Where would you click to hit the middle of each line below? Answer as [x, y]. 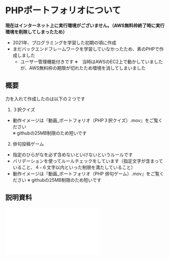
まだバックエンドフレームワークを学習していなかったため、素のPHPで [86, 49]
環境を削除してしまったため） [36, 31]
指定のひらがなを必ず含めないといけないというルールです [73, 154]
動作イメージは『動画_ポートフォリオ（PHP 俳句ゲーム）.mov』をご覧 [86, 174]
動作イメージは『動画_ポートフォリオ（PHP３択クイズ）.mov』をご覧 [86, 120]
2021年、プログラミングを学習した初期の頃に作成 [64, 42]
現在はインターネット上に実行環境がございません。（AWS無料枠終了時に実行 [85, 25]
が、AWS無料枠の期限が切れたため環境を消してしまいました [83, 68]
